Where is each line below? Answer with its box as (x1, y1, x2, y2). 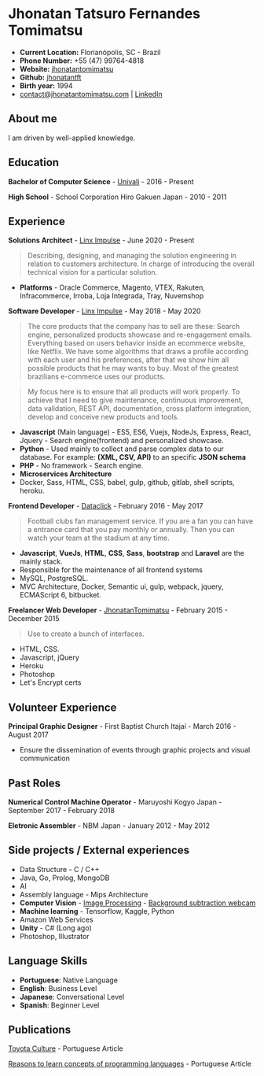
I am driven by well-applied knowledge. (8, 133, 136, 142)
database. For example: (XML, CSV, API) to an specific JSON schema (19, 453, 246, 462)
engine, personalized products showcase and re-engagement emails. (27, 330, 253, 339)
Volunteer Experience (8, 701, 117, 714)
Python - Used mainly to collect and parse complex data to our (19, 444, 224, 453)
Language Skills (8, 954, 88, 968)
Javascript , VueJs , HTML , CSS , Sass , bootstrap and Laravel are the (19, 549, 245, 558)
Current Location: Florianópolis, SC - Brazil (19, 47, 161, 57)
